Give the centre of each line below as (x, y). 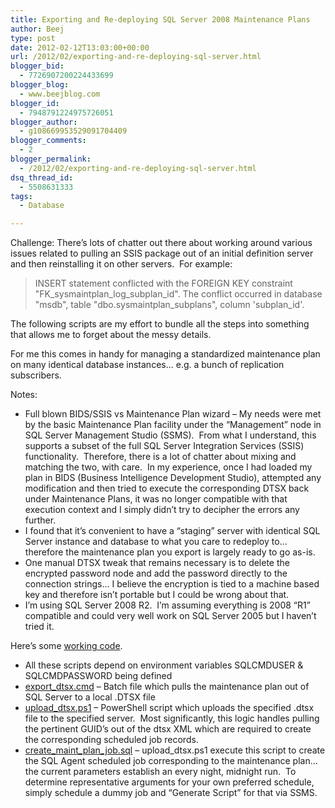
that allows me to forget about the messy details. (111, 335)
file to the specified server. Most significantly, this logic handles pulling (172, 718)
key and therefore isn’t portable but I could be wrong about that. (157, 595)
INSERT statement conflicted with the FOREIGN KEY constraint (163, 283)
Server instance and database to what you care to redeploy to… (156, 542)
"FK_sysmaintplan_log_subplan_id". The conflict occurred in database (178, 294)
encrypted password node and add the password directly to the (156, 573)
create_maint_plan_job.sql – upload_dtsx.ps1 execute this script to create (175, 750)
